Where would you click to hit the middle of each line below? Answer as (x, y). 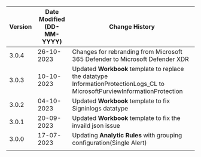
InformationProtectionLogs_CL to (118, 84)
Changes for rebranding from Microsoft (127, 52)
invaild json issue (96, 126)
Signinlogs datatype (100, 108)
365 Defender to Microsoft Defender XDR (131, 59)
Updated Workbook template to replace (128, 69)
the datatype (90, 76)
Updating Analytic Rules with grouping (127, 135)
